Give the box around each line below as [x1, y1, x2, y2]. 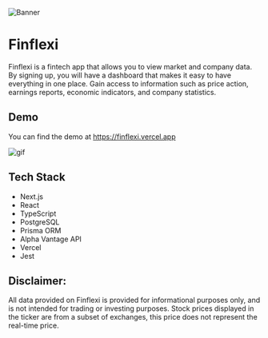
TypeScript [19, 209, 57, 218]
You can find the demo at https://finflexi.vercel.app [8, 132, 176, 141]
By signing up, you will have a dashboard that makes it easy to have [8, 70, 232, 80]
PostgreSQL [19, 217, 60, 227]
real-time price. [8, 320, 59, 331]
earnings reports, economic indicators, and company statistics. [8, 87, 217, 97]
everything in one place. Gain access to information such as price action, [8, 78, 250, 88]
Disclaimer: [8, 274, 66, 288]
